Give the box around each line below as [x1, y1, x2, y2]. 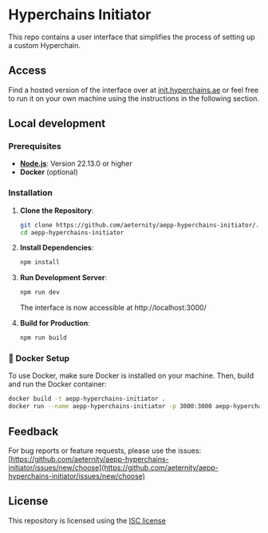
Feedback [8, 424, 59, 438]
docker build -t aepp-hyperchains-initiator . [8, 395, 166, 403]
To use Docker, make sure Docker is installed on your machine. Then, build [8, 371, 254, 381]
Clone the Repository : [19, 206, 94, 215]
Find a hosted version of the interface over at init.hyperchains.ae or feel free [8, 85, 259, 94]
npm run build [19, 334, 67, 342]
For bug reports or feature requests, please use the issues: [8, 446, 202, 455]
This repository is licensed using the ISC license [8, 515, 166, 525]
